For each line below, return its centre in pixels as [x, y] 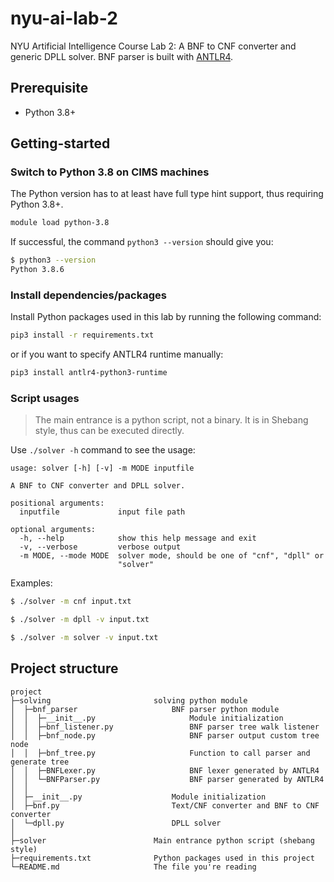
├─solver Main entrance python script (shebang [162, 840]
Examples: [31, 583]
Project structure [64, 668]
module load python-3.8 [60, 223]
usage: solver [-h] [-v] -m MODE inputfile [102, 468]
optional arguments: [53, 530]
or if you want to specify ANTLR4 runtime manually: [117, 354]
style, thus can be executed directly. [109, 431]
